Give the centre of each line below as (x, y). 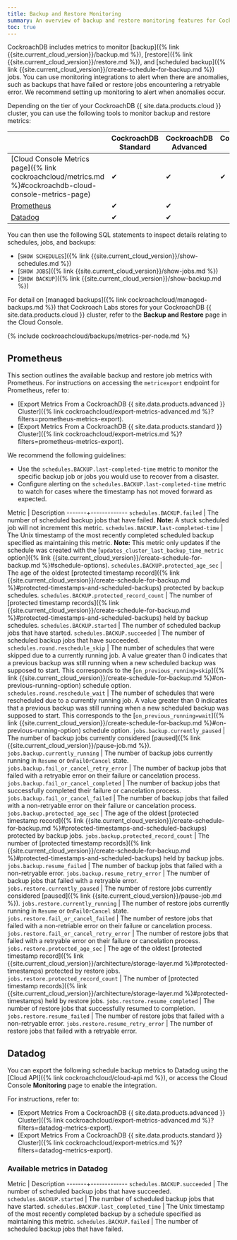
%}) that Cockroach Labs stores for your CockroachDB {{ (128, 308)
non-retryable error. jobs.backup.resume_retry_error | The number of (109, 873)
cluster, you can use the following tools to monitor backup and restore (109, 113)
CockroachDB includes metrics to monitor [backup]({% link (93, 47)
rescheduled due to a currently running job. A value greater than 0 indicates (117, 701)
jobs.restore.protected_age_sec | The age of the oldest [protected (105, 949)
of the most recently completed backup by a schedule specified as (104, 1214)
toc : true (22, 27)
